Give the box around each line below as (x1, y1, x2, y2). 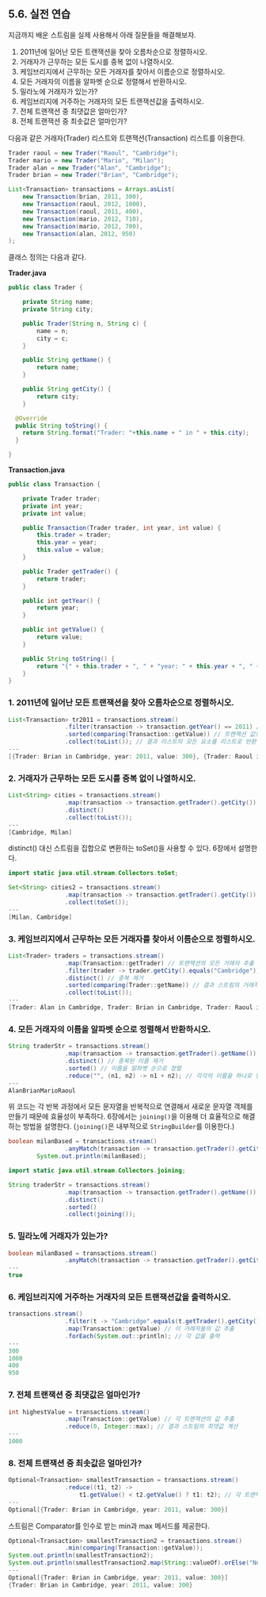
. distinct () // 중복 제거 (64, 974, 144, 982)
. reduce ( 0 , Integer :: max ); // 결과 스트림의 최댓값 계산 (64, 1422, 239, 1430)
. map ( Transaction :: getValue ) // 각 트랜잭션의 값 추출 (64, 1415, 235, 1423)
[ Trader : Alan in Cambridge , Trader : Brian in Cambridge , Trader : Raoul (8, 1004, 253, 1012)
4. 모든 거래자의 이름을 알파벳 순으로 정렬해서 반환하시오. (8, 1023, 211, 1035)
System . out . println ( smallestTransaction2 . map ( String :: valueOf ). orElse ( (8, 1559, 249, 1567)
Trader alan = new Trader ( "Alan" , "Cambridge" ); (8, 163, 172, 172)
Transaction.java (8, 465, 66, 474)
